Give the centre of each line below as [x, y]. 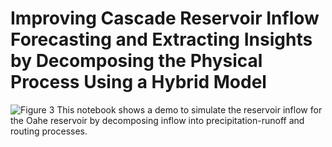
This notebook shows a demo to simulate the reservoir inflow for [189, 109]
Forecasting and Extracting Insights [161, 39]
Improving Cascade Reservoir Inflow [165, 18]
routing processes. [49, 131]
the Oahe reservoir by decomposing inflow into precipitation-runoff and [157, 120]
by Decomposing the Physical [136, 61]
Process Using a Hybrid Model [138, 82]
